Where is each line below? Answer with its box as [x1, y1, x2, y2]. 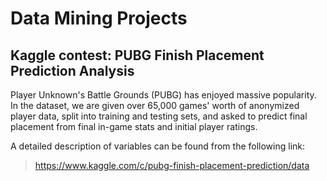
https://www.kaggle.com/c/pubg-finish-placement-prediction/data [34, 160, 310, 171]
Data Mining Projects [10, 7, 188, 30]
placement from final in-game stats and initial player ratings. [10, 121, 258, 132]
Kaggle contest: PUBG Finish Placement [10, 47, 265, 64]
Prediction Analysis [10, 62, 135, 79]
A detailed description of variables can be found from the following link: [10, 140, 306, 152]
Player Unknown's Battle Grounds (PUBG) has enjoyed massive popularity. [10, 89, 317, 101]
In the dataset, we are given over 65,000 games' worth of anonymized [10, 100, 300, 111]
